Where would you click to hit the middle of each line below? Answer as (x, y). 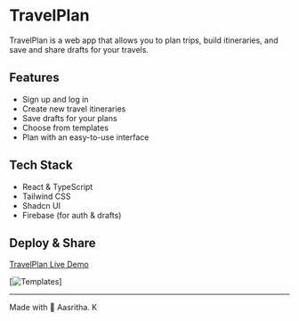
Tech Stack (41, 165)
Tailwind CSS (46, 196)
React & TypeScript (57, 186)
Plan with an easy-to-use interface (85, 137)
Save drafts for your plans (69, 118)
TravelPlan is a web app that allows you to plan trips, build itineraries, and (144, 40)
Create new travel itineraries (74, 109)
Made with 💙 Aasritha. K (53, 308)
